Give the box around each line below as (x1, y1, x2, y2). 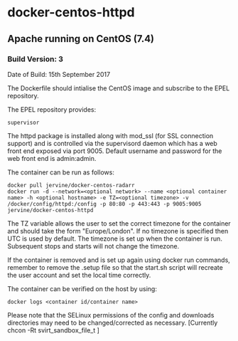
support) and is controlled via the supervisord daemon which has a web (7, 139, 218, 147)
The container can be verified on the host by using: (7, 284, 158, 293)
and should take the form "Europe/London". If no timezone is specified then (7, 226, 229, 235)
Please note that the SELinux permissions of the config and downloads (7, 310, 215, 319)
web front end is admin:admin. (7, 154, 97, 162)
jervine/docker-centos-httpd (7, 206, 94, 214)
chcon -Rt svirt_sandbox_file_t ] (7, 325, 99, 335)
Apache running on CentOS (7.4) (7, 33, 155, 45)
